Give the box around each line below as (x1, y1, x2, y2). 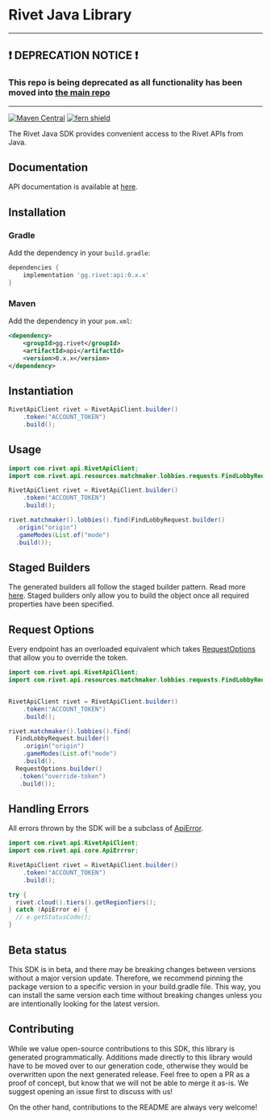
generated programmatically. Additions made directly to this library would (8, 1052, 252, 1062)
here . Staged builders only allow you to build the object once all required (8, 591, 250, 601)
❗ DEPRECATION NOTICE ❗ (8, 48, 139, 62)
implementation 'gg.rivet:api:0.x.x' (23, 271, 150, 279)
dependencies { (8, 264, 60, 272)
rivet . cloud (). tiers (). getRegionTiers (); (15, 898, 157, 906)
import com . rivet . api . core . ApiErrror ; (8, 846, 139, 855)
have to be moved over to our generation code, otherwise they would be (8, 1060, 248, 1071)
